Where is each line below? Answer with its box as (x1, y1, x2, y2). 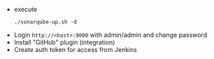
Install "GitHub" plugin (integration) (13, 38, 115, 47)
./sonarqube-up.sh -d (13, 19, 77, 26)
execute (13, 6, 38, 13)
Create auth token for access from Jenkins (13, 46, 138, 53)
